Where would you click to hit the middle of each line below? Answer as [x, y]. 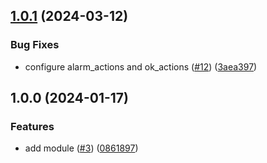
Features [32, 126]
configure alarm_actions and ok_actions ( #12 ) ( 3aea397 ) [141, 66]
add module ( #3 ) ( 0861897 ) [81, 148]
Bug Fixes [35, 45]
